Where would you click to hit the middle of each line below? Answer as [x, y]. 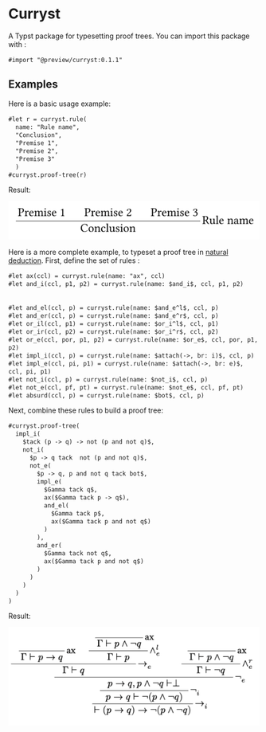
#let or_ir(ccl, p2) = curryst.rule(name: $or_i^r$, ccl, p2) [113, 331]
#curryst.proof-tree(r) [48, 175]
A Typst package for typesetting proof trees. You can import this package [129, 36]
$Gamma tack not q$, [78, 553]
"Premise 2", [37, 151]
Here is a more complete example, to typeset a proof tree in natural [118, 252]
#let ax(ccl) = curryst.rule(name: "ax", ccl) [87, 276]
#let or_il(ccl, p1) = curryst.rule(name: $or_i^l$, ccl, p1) [113, 323]
